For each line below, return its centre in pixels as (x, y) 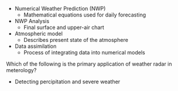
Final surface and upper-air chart (64, 27)
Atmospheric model (39, 34)
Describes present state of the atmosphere (76, 40)
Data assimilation (35, 46)
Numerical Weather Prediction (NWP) (60, 9)
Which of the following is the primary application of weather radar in (89, 64)
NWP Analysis (32, 21)
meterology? (21, 70)
